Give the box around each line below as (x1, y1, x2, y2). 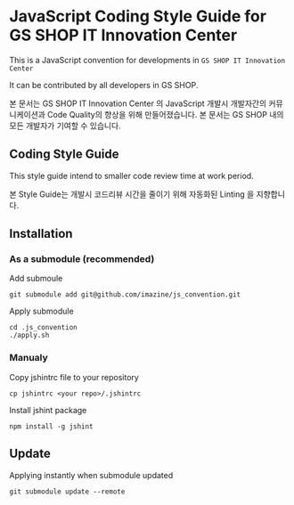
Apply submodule (9, 305, 74, 317)
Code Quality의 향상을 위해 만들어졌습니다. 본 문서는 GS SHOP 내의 (47, 109, 284, 119)
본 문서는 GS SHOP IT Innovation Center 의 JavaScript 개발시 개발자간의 (9, 98, 267, 109)
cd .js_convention (9, 323, 78, 332)
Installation (9, 226, 73, 241)
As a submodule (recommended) (9, 253, 155, 265)
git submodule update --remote (9, 487, 126, 496)
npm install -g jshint (9, 421, 94, 431)
